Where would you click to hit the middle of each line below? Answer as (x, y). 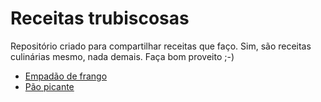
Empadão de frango (66, 76)
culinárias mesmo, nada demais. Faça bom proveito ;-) (122, 56)
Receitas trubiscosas (100, 18)
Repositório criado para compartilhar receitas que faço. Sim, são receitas (161, 46)
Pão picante (49, 86)
